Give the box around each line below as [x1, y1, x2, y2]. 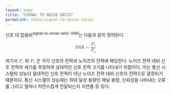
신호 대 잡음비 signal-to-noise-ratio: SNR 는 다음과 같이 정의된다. [5, 31, 125, 38]
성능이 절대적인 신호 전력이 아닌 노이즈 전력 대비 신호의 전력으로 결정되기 [18, 70, 163, 77]
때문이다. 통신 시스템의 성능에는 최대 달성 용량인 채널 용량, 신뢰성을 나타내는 [5, 77, 157, 83]
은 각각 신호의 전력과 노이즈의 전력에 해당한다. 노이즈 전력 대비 [36, 57, 160, 64]
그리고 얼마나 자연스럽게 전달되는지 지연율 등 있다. [10, 83, 110, 89]
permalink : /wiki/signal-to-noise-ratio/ [5, 17, 95, 22]
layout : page [5, 7, 33, 13]
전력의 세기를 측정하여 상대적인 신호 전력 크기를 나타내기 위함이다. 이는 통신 [10, 64, 161, 70]
